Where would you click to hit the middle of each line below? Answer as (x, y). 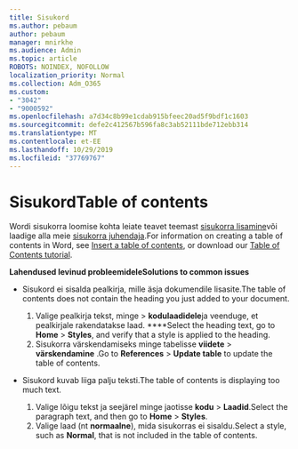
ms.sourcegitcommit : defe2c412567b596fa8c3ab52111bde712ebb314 (129, 125)
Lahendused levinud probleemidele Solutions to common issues (129, 272)
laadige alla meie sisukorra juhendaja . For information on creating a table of (146, 236)
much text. (42, 390)
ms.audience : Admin (45, 51)
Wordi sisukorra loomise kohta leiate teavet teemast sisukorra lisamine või (143, 227)
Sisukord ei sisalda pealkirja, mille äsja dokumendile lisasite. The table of (154, 289)
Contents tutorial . (41, 255)
